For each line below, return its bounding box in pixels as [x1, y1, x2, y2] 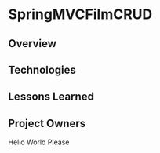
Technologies [8, 63, 77, 76]
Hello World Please [8, 137, 70, 147]
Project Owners [8, 116, 86, 130]
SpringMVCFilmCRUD [8, 5, 153, 24]
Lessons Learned [8, 90, 94, 104]
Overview [8, 37, 57, 50]
